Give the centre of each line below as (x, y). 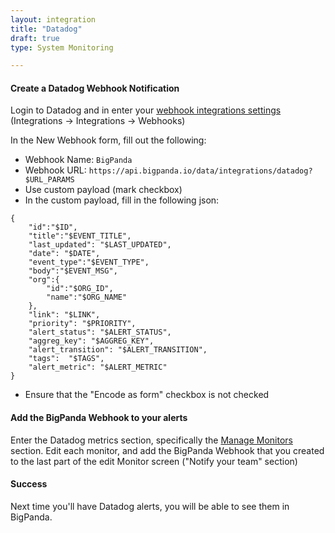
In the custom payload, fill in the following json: (122, 200)
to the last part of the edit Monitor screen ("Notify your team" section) (154, 461)
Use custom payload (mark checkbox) (103, 190)
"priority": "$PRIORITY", (82, 324)
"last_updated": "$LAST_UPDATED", (100, 245)
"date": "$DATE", (64, 254)
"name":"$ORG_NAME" (87, 297)
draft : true (35, 38)
